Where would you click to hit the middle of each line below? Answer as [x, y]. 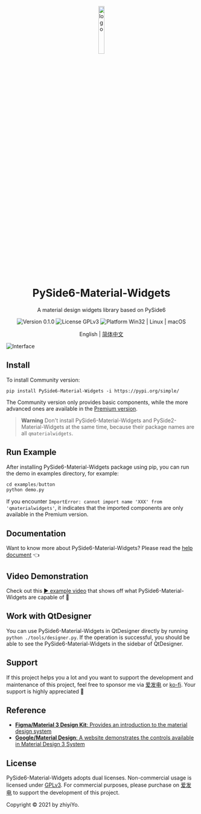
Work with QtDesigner [49, 616]
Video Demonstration [47, 576]
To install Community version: [43, 380]
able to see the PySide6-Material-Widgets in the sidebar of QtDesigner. [95, 644]
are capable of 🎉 [49, 597]
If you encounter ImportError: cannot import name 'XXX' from [84, 501]
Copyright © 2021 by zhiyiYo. [43, 805]
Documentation [36, 533]
